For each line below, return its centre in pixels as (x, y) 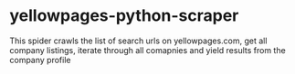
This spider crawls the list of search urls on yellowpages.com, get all (138, 41)
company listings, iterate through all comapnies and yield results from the (147, 50)
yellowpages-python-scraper (124, 16)
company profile (40, 60)
